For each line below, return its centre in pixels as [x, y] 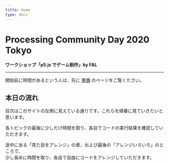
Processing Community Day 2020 [77, 40]
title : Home [18, 10]
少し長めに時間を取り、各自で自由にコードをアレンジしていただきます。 [80, 157]
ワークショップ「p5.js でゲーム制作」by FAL [51, 65]
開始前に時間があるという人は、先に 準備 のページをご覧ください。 [75, 80]
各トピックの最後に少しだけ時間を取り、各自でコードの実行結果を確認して [82, 128]
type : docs [17, 15]
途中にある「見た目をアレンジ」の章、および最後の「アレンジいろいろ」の [82, 145]
